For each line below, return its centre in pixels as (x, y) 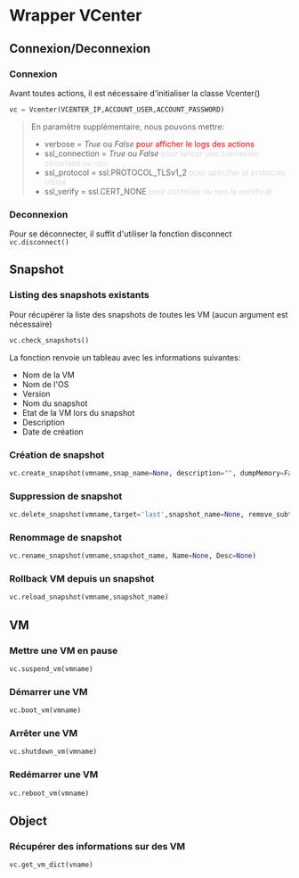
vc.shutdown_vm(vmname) (53, 752)
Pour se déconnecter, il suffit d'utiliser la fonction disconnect (121, 234)
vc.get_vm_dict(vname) (51, 865)
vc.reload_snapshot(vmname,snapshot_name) (89, 597)
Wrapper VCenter (76, 16)
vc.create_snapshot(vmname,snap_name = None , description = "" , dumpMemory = (147, 473)
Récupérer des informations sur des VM (97, 846)
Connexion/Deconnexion (80, 49)
